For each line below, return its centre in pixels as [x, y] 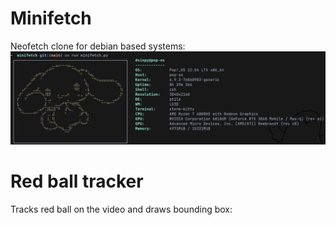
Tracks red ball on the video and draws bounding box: [121, 209]
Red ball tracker [77, 181]
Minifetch [51, 18]
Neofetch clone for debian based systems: [98, 46]
